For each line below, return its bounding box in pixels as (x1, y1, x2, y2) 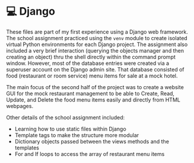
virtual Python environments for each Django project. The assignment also (6, 41, 188, 48)
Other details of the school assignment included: (6, 113, 125, 121)
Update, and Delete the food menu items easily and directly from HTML (6, 96, 181, 103)
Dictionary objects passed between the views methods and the (14, 138, 169, 145)
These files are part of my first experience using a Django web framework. (6, 28, 189, 35)
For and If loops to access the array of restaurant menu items (14, 150, 165, 157)
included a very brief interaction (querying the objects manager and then (6, 47, 184, 54)
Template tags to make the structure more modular (14, 131, 139, 139)
